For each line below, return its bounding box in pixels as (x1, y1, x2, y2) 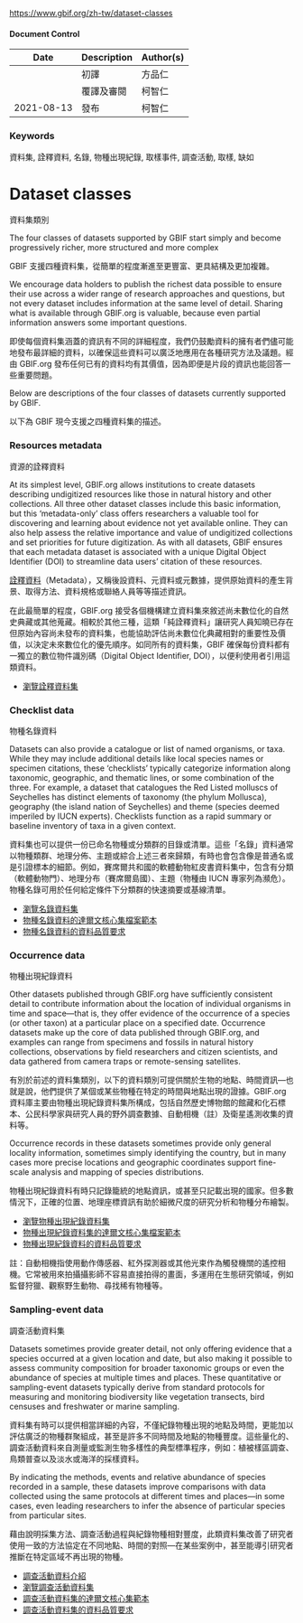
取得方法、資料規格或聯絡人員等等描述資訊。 (24, 586, 191, 596)
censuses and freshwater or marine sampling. (9, 1401, 180, 1412)
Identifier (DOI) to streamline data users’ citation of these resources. (9, 556, 263, 567)
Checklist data (9, 704, 75, 717)
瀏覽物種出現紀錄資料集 (22, 1215, 110, 1227)
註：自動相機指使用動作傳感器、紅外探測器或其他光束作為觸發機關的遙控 (9, 1258, 278, 1269)
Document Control (9, 28, 80, 39)
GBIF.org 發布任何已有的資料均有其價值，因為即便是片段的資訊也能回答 (19, 359, 284, 370)
